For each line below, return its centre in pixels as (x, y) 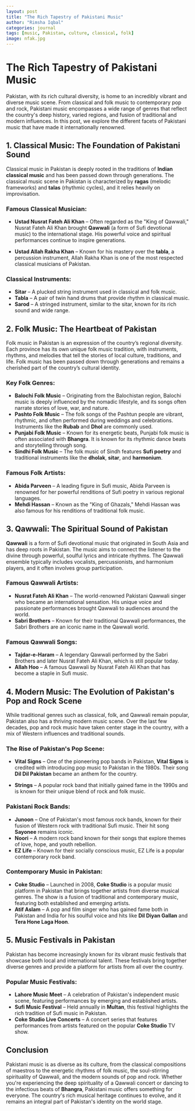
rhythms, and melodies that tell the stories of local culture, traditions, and (94, 356)
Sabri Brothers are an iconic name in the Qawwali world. (82, 627)
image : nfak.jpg (26, 39)
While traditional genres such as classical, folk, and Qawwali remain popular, (98, 715)
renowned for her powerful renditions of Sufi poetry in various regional (99, 492)
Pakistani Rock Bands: (38, 806)
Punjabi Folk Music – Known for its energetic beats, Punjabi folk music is (102, 433)
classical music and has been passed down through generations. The (90, 175)
